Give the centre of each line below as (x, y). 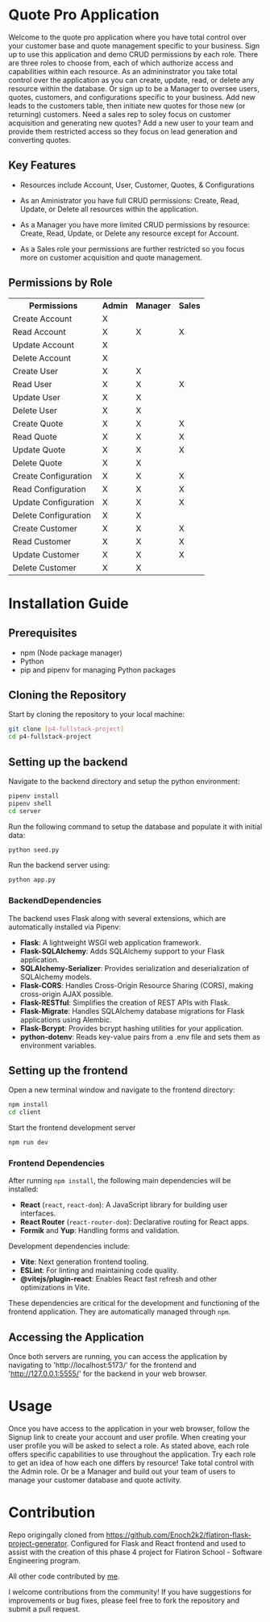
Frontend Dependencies (56, 1163)
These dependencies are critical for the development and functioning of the (134, 1303)
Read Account (39, 331)
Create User (35, 371)
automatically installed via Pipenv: (64, 927)
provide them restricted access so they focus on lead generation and (123, 131)
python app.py (32, 880)
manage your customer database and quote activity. (95, 1480)
